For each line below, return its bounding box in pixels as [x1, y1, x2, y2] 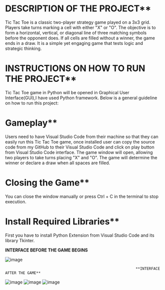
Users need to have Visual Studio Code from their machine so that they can [5, 134, 159, 140]
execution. [5, 198, 27, 205]
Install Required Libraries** [5, 216, 120, 227]
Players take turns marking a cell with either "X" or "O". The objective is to [5, 24, 156, 30]
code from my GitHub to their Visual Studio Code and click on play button [5, 144, 155, 150]
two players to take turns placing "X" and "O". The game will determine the [5, 154, 158, 160]
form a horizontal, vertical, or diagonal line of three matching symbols [5, 30, 147, 36]
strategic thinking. [5, 45, 42, 51]
